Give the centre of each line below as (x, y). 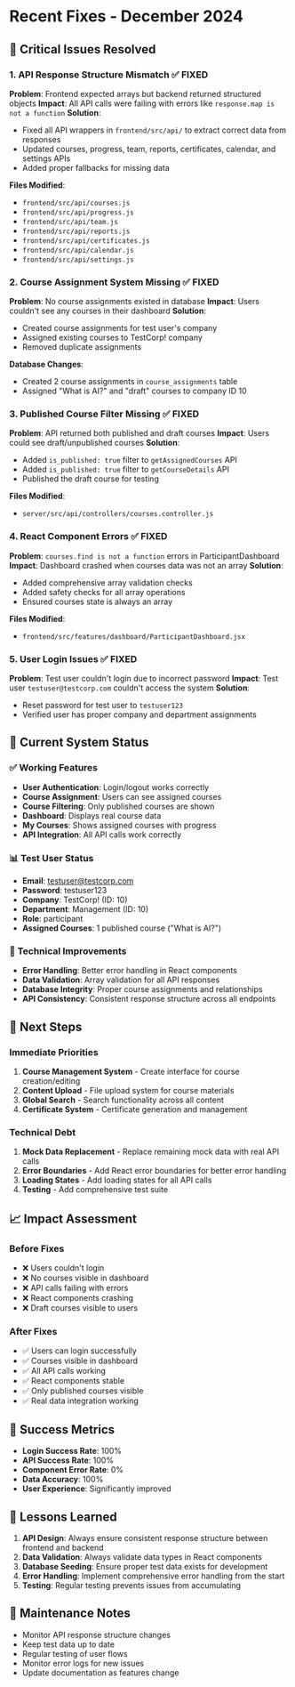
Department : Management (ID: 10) (85, 909)
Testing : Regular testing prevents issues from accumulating (132, 1585)
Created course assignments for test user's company (120, 328)
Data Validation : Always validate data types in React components (142, 1557)
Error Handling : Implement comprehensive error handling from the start (153, 1576)
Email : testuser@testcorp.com (78, 881)
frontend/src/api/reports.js (76, 231)
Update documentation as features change (100, 1672)
